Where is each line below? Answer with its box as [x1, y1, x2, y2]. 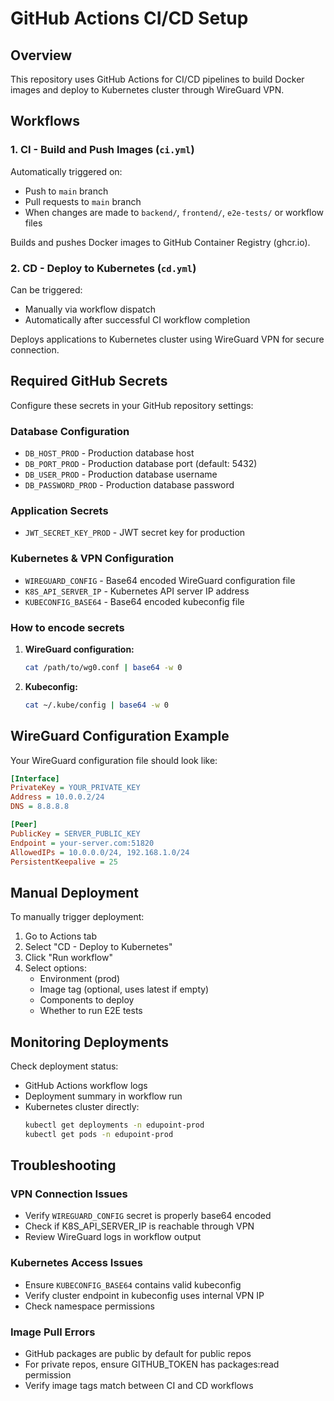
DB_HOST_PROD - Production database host [24, 447, 195, 459]
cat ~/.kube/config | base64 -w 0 [24, 700, 169, 710]
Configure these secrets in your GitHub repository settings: [10, 399, 254, 411]
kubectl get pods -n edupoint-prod [24, 1129, 174, 1139]
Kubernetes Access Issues [10, 1256, 143, 1270]
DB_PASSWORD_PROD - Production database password [24, 479, 235, 491]
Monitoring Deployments [10, 1033, 170, 1051]
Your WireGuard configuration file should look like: [10, 754, 218, 766]
